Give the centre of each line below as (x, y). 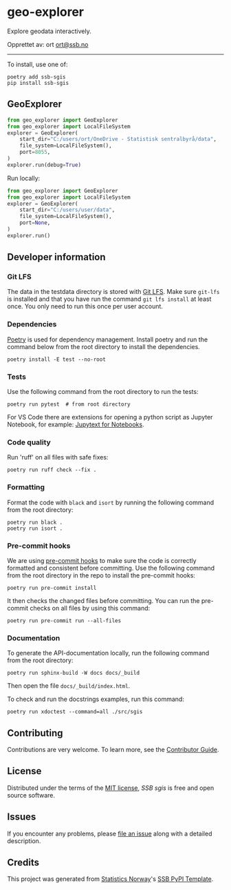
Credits (23, 863)
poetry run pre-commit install (52, 588)
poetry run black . (35, 522)
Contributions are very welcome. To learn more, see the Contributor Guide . (113, 750)
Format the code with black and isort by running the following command (111, 502)
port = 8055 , (35, 152)
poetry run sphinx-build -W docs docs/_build (73, 673)
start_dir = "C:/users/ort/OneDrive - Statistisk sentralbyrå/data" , (118, 139)
